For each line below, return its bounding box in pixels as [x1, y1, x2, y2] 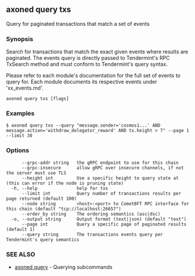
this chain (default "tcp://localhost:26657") [6, 206, 121, 212]
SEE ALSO [6, 250, 36, 258]
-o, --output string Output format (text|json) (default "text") [11, 216, 187, 222]
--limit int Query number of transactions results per [21, 190, 182, 196]
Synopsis [6, 35, 33, 43]
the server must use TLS [6, 170, 67, 176]
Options [6, 146, 29, 155]
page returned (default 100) [6, 196, 77, 202]
